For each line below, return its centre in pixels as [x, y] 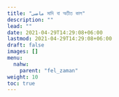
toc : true [21, 83]
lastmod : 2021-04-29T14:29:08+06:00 [60, 39]
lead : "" [20, 26]
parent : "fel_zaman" [49, 70]
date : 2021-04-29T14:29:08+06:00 [55, 32]
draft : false [26, 45]
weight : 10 [23, 77]
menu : [15, 58]
